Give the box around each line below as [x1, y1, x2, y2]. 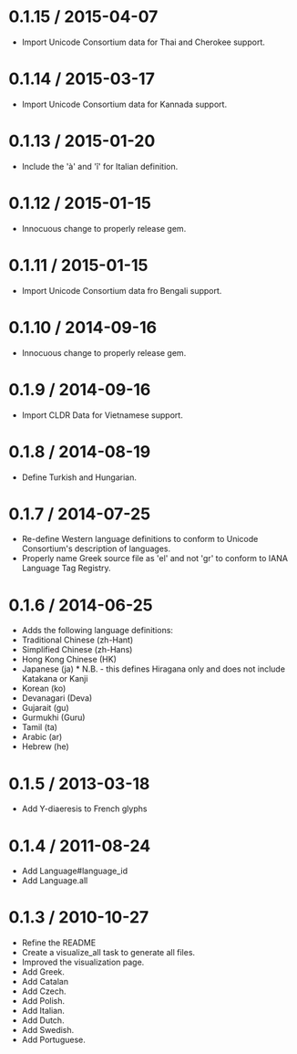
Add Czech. [21, 986, 67, 997]
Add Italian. [21, 1006, 65, 1017]
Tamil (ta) [21, 722, 58, 733]
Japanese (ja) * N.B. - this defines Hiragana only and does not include [21, 663, 286, 674]
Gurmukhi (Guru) [21, 712, 86, 723]
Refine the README [21, 937, 97, 948]
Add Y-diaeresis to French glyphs [21, 803, 148, 814]
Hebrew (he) [21, 741, 69, 752]
